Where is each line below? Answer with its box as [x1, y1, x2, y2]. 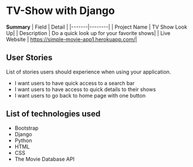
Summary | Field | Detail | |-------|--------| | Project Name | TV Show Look [6, 23, 188, 30]
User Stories [6, 53, 53, 62]
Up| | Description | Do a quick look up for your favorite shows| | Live [6, 29, 171, 36]
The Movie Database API [14, 155, 75, 162]
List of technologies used [6, 109, 101, 119]
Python [14, 137, 32, 144]
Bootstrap [14, 124, 39, 131]
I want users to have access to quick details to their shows [14, 86, 157, 93]
